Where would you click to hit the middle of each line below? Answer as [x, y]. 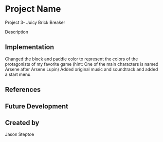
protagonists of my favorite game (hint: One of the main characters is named [82, 64]
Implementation [30, 47]
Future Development [37, 106]
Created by [22, 123]
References [23, 90]
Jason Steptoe [20, 134]
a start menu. [18, 74]
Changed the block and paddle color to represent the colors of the [72, 59]
